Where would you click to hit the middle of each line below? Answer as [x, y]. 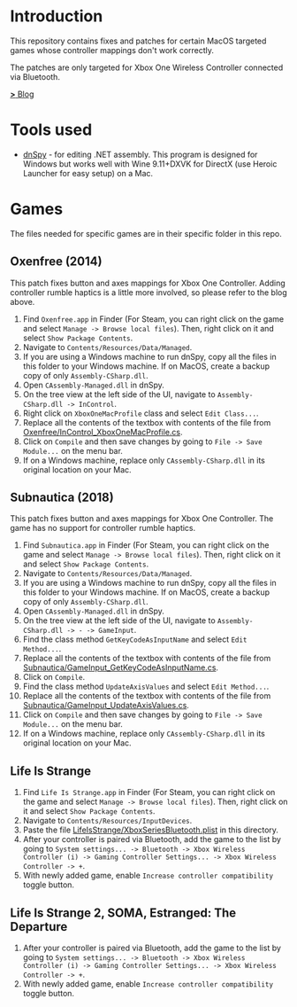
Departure [39, 927]
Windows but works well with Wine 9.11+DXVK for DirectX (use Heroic [150, 164]
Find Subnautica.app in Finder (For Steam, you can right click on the [146, 545]
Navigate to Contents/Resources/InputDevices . [107, 821]
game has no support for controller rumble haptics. [103, 528]
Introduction [57, 16]
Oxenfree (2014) [56, 262]
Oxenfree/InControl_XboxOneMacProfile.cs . [103, 432]
